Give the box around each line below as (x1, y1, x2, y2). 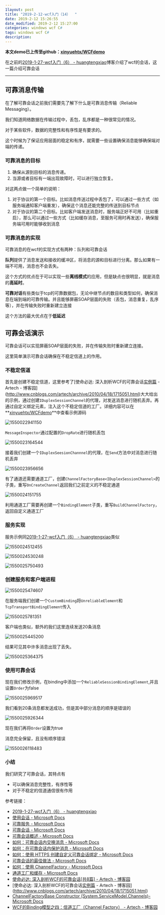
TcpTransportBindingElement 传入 (5, 604, 71, 610)
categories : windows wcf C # (5, 26, 63, 31)
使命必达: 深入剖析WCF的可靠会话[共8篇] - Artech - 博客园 (12, 876, 131, 882)
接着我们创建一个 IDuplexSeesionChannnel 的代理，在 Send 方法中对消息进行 (5, 450, 153, 456)
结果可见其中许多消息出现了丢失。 (5, 644, 74, 650)
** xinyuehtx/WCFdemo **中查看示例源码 (5, 410, 87, 416)
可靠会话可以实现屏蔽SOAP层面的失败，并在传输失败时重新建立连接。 (5, 343, 146, 349)
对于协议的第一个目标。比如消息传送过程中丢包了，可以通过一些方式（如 (12, 196, 159, 202)
